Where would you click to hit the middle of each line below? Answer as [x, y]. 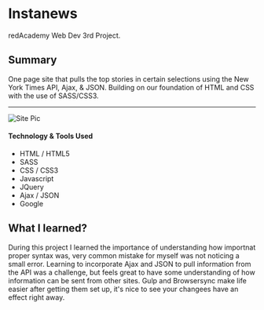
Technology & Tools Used [51, 136]
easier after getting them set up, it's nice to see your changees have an [123, 289]
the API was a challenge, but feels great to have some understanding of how [132, 272]
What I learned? [48, 228]
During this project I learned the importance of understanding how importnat [132, 247]
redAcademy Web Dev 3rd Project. [64, 35]
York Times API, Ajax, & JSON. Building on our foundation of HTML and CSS [131, 87]
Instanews [43, 14]
